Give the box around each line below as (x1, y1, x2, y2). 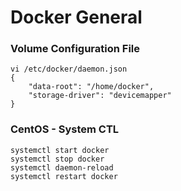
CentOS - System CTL (10, 122, 120, 136)
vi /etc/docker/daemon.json (10, 64, 128, 75)
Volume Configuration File (10, 42, 140, 56)
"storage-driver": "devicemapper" (28, 91, 172, 101)
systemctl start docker (10, 145, 110, 155)
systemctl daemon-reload (10, 162, 114, 173)
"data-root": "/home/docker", (28, 82, 155, 92)
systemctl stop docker (10, 154, 105, 164)
